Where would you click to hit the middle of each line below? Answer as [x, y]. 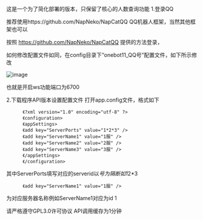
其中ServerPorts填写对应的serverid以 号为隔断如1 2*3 [72, 173]
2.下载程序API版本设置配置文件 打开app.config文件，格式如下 [83, 100]
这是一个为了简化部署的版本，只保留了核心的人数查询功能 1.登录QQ [90, 9]
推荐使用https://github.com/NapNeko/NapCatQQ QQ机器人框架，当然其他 [98, 22]
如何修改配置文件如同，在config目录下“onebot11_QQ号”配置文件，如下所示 [99, 55]
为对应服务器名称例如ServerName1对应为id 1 [62, 198]
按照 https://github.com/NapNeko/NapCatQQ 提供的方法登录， [85, 42]
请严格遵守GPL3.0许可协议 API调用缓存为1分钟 [64, 211]
